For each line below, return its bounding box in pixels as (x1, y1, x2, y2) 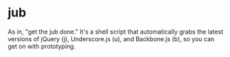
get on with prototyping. (8, 42, 76, 50)
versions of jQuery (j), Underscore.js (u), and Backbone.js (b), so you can (8, 34, 215, 43)
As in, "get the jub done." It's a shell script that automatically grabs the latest (8, 27, 224, 36)
